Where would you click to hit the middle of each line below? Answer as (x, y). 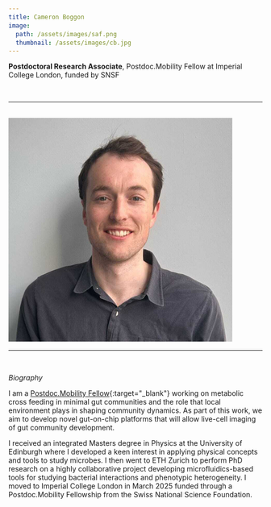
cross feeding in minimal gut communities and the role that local (115, 402)
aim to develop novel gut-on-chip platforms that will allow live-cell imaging (132, 419)
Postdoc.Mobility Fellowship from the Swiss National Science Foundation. (130, 495)
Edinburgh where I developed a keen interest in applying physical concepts (133, 452)
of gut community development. (62, 428)
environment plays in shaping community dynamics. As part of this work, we (135, 410)
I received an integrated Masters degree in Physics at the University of (125, 443)
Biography (25, 378)
